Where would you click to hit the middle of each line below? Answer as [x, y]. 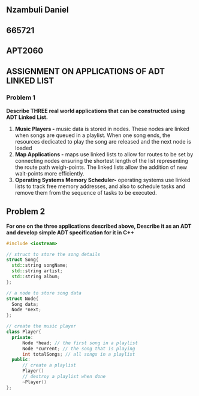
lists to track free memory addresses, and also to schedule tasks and [100, 186]
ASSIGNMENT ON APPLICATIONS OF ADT [85, 71]
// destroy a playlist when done [64, 377]
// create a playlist [49, 365]
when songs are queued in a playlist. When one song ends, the [93, 135]
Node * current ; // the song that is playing [79, 349]
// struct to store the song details [53, 254]
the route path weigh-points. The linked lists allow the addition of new [101, 167]
